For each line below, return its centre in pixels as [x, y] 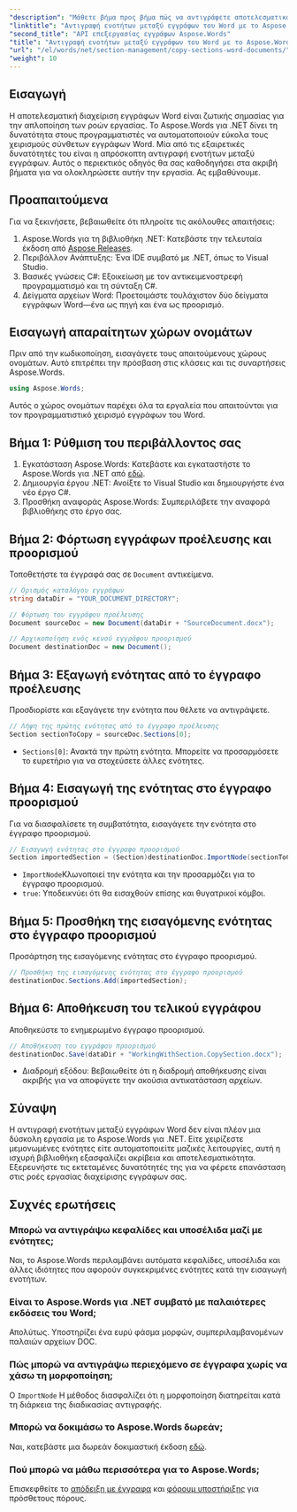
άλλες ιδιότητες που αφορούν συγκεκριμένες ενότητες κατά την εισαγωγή [148, 1269]
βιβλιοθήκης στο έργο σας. [72, 511]
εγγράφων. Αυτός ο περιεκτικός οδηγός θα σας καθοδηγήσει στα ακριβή [144, 163]
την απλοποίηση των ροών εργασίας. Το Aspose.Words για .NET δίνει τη [144, 125]
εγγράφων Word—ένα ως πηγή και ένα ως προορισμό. [123, 304]
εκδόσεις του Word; [53, 1313]
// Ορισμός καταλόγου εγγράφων [67, 590]
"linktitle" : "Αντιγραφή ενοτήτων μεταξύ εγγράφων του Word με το [134, 26]
